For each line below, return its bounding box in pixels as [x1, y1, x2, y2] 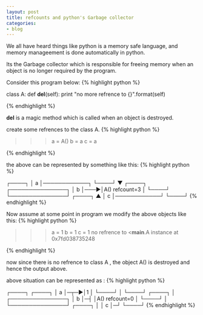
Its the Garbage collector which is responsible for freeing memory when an [6, 61, 194, 68]
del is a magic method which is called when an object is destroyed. [6, 114, 174, 121]
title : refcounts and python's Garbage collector [6, 15, 135, 21]
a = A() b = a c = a [51, 138, 97, 145]
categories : [6, 20, 36, 26]
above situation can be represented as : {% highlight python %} [6, 277, 165, 284]
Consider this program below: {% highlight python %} [6, 79, 141, 86]
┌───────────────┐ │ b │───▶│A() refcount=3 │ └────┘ [6, 186, 170, 193]
